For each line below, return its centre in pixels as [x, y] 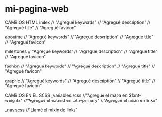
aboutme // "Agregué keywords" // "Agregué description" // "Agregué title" [79, 37]
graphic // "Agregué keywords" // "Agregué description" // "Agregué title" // [80, 81]
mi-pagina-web [37, 9]
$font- [135, 95]
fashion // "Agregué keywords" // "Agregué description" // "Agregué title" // [80, 66]
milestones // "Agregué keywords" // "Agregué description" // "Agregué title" [81, 51]
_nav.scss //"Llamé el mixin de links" [42, 110]
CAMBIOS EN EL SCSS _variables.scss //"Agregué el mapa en [66, 95]
